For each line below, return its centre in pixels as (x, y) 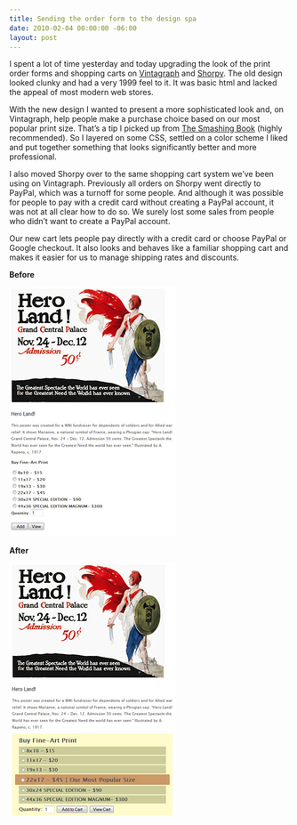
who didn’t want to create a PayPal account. (90, 222)
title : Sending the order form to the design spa (103, 19)
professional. (33, 157)
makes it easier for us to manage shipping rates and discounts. (124, 257)
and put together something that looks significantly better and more (133, 148)
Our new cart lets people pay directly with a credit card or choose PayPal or (148, 239)
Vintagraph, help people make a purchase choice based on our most (135, 119)
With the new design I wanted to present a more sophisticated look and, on (147, 109)
